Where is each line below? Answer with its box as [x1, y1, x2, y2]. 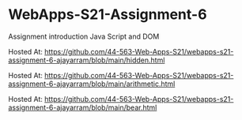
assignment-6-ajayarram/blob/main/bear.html [8, 103, 157, 112]
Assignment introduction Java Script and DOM [8, 32, 160, 41]
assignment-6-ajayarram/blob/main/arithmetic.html [8, 79, 176, 88]
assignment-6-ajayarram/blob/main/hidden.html [8, 55, 165, 65]
